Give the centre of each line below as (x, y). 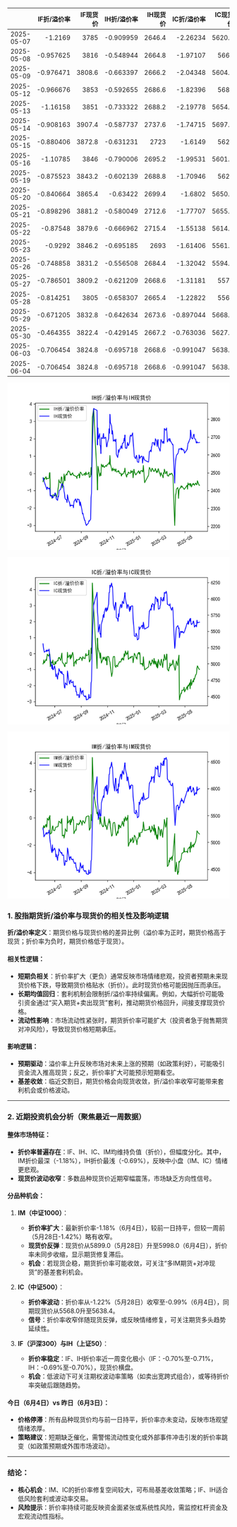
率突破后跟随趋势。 (56, 1385)
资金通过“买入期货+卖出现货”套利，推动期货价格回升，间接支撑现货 (121, 1002)
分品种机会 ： (26, 1196)
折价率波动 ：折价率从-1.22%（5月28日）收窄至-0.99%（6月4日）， (126, 1302)
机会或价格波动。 (49, 1090)
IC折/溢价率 (189, 19)
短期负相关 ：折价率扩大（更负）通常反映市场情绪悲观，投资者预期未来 (120, 976)
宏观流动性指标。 (42, 1516)
